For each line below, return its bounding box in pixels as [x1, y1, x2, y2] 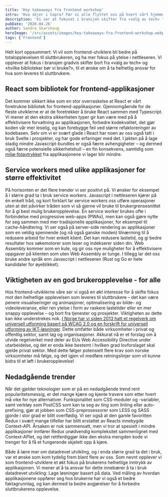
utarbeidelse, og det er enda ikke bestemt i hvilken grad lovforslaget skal [5, 342, 155, 348]
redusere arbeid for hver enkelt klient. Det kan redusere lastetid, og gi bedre [5, 235, 162, 241]
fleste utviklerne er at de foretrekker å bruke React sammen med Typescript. [5, 109, 163, 115]
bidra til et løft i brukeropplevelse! [5, 358, 74, 364]
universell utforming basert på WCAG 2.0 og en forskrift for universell [5, 321, 148, 327]
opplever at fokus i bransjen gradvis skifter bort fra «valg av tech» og [5, 60, 148, 66]
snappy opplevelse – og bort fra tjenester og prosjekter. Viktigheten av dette [5, 310, 162, 316]
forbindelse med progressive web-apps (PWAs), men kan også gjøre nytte [5, 213, 158, 219]
